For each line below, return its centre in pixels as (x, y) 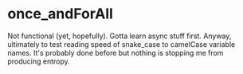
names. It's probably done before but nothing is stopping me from (116, 53)
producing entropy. (39, 61)
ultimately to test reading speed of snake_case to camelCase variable (121, 44)
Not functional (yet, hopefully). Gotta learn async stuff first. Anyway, (120, 36)
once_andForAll (60, 14)
